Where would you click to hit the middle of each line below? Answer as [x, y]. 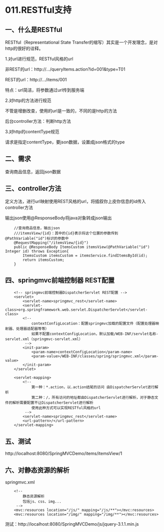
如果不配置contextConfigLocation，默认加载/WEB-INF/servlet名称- [95, 334]
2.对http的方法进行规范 [28, 100]
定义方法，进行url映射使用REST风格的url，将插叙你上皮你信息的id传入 [75, 201]
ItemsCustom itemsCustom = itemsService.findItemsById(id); [85, 255]
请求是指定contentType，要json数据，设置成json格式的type [65, 142]
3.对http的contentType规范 [32, 132]
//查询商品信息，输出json [37, 228]
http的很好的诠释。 [24, 48]
